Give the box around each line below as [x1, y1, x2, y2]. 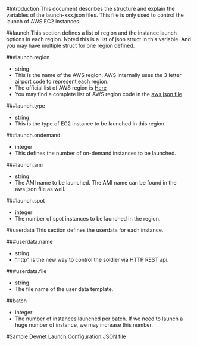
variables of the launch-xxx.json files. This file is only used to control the [6, 11, 185, 19]
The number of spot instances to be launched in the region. [14, 215, 161, 222]
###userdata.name [6, 238, 54, 245]
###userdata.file [6, 268, 47, 274]
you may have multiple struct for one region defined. [6, 42, 135, 49]
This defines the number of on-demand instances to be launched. [14, 149, 177, 157]
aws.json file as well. [14, 185, 66, 192]
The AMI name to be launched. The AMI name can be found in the [14, 179, 177, 186]
